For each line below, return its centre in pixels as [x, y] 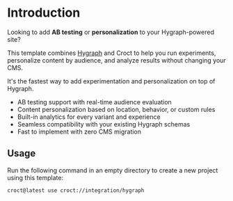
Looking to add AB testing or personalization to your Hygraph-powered [111, 32]
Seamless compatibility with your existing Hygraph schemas [104, 124]
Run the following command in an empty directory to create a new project [113, 170]
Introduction [44, 13]
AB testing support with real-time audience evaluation [94, 102]
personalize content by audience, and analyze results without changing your [116, 60]
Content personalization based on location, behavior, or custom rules [116, 109]
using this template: [35, 177]
